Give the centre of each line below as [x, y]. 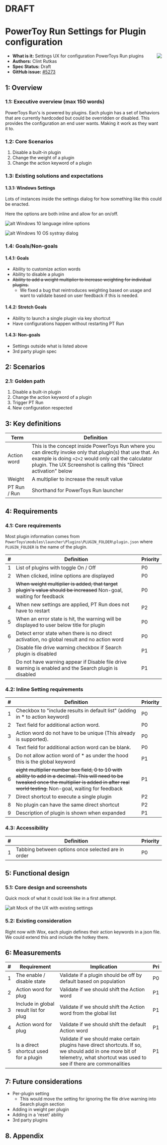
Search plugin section [42, 1104]
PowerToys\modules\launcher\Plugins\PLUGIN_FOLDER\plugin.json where [79, 542]
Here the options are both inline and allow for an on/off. [62, 214]
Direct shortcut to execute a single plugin [64, 797]
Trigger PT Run [28, 403]
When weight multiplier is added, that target [67, 583]
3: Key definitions [33, 424]
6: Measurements [33, 953]
